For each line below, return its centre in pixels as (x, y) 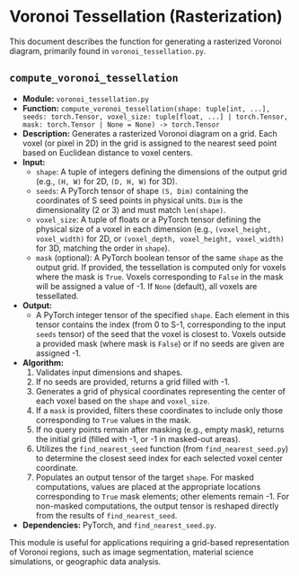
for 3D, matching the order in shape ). (103, 248)
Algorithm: (43, 362)
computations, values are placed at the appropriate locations (148, 486)
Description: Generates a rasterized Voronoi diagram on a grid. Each (149, 133)
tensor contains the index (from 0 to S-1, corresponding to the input (161, 324)
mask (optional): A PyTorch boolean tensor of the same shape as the (159, 257)
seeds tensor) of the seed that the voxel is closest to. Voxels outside (161, 333)
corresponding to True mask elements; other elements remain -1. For (163, 496)
